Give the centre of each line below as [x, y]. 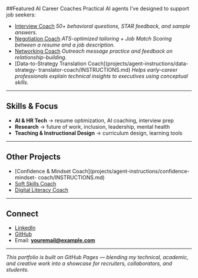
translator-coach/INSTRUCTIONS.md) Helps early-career [108, 70]
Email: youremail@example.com [55, 240]
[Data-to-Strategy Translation [50, 63]
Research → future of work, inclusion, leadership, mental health [92, 126]
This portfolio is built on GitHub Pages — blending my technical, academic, [97, 257]
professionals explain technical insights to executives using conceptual [101, 76]
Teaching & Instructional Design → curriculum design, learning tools [98, 133]
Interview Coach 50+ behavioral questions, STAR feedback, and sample [102, 26]
